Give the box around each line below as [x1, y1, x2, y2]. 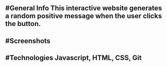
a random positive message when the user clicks [5, 12, 162, 20]
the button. [5, 19, 41, 28]
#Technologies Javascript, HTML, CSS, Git [5, 53, 142, 62]
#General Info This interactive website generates [5, 4, 162, 12]
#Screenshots [5, 36, 50, 45]
